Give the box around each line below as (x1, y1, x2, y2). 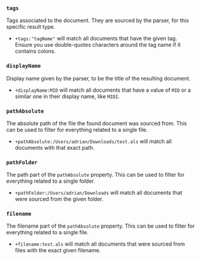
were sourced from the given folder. (14, 195, 103, 202)
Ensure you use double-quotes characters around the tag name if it (14, 41, 181, 49)
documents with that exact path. (14, 144, 95, 151)
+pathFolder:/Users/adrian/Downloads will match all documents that (14, 189, 182, 196)
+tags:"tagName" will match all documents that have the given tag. (14, 35, 178, 42)
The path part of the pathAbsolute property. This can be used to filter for (6, 171, 185, 179)
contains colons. (14, 47, 56, 55)
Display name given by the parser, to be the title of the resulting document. (6, 74, 191, 82)
